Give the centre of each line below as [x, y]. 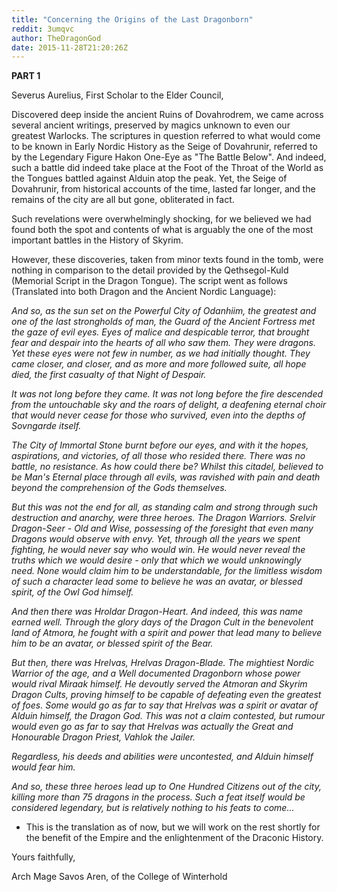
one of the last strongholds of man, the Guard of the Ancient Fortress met [163, 322]
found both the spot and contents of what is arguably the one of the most [162, 230]
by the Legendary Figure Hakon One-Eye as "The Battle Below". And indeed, [169, 157]
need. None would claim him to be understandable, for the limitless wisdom [167, 571]
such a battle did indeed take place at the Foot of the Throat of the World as [167, 168]
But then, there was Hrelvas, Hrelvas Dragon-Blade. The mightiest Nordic [163, 663]
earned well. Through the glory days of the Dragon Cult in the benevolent [162, 622]
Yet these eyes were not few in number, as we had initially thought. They [161, 353]
